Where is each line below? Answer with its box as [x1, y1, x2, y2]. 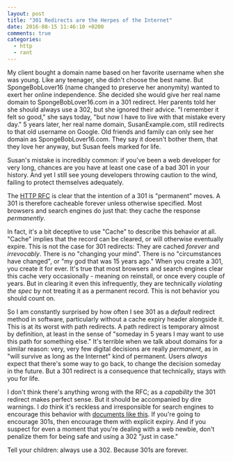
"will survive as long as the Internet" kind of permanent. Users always [7, 352, 208, 360]
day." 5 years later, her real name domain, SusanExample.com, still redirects [7, 120, 225, 128]
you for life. [7, 374, 40, 382]
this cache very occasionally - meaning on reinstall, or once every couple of [7, 271, 225, 280]
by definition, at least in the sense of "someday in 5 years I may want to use [7, 329, 224, 338]
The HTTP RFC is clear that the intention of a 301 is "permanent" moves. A [7, 191, 220, 199]
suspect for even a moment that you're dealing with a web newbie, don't [7, 425, 215, 433]
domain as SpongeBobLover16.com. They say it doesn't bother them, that [7, 135, 218, 143]
